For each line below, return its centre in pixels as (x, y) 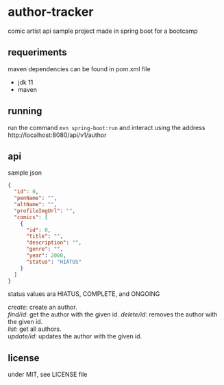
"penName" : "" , (36, 198)
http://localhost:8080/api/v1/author (57, 135)
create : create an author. (42, 307)
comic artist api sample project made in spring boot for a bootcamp (103, 31)
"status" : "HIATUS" (53, 262)
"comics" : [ (31, 217)
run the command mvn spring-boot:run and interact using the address (107, 127)
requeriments (37, 52)
